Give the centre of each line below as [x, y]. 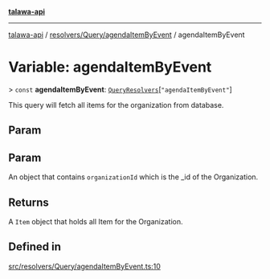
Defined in [35, 247]
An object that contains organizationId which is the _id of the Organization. [133, 177]
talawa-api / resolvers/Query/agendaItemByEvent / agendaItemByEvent [127, 35]
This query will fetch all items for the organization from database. [116, 105]
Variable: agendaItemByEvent [110, 67]
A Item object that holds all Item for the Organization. [96, 221]
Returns [29, 202]
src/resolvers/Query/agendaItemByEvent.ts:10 [84, 266]
